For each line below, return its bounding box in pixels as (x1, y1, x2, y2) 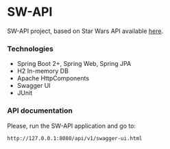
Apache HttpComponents (16, 74, 90, 82)
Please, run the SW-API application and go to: (7, 122, 136, 130)
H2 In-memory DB (16, 67, 69, 76)
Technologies (7, 44, 53, 54)
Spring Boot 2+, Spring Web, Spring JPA (16, 60, 132, 68)
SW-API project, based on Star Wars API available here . (7, 27, 163, 35)
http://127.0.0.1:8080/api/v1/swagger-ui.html (7, 135, 143, 141)
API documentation (7, 106, 73, 115)
